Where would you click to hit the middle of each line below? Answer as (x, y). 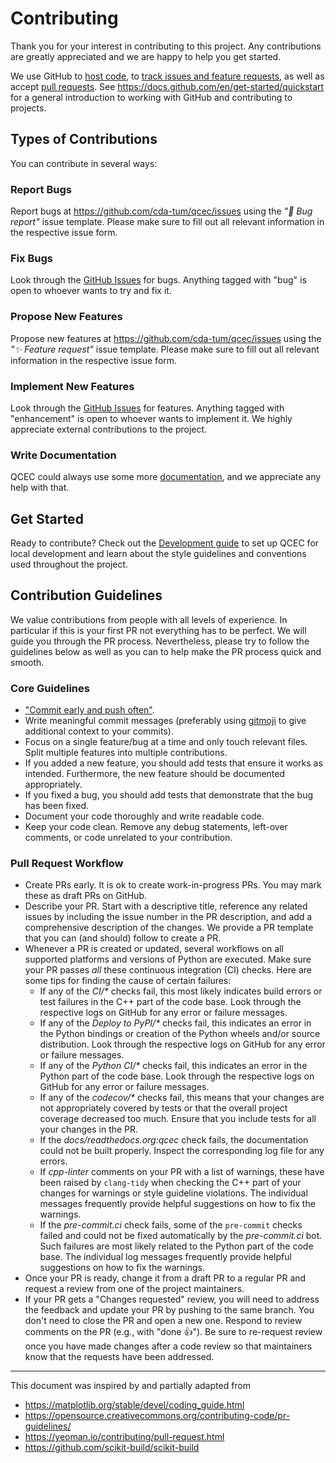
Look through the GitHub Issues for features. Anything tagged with (147, 408)
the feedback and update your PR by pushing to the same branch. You (169, 1310)
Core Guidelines (50, 688)
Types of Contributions (84, 139)
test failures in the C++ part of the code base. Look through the (170, 1002)
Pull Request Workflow (67, 864)
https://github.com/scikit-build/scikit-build (112, 1448)
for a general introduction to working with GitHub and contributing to (151, 97)
